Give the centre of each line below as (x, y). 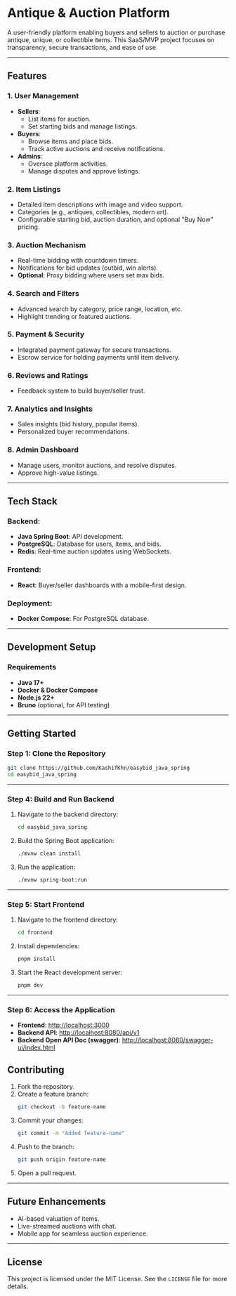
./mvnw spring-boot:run (52, 880)
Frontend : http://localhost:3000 (64, 1025)
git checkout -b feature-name (62, 1107)
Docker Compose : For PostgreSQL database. (83, 618)
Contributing (36, 1069)
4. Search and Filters (43, 294)
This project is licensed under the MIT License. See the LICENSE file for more (117, 1279)
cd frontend (35, 933)
